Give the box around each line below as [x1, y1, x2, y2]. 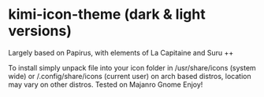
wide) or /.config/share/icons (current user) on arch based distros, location [8, 71, 251, 81]
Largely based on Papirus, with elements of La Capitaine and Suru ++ [8, 48, 234, 57]
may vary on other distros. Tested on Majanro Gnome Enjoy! [8, 80, 203, 89]
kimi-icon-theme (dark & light [8, 5, 206, 23]
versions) [8, 22, 73, 40]
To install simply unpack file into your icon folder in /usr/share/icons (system [8, 63, 256, 72]
